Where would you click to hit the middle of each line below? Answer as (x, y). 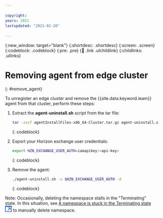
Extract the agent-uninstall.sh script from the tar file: (66, 113)
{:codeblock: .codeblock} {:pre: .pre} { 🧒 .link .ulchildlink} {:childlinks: (74, 51)
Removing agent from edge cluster (77, 75)
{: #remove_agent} (24, 89)
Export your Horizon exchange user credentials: (60, 141)
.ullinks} (13, 56)
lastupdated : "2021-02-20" (32, 26)
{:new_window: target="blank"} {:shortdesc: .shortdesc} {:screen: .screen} (80, 45)
